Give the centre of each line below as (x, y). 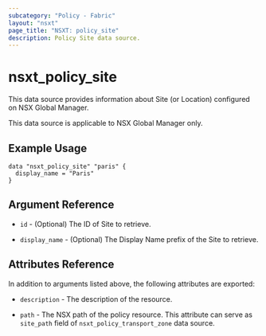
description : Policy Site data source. (74, 38)
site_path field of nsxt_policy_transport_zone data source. (117, 322)
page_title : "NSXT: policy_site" (64, 30)
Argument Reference (61, 205)
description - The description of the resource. (96, 299)
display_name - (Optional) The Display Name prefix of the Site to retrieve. (139, 239)
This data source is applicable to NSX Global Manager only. (106, 123)
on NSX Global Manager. (49, 107)
